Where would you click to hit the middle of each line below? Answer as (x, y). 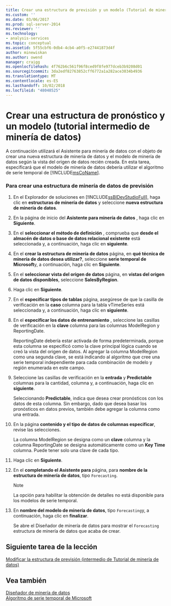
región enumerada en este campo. (49, 368)
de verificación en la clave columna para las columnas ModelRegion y (86, 325)
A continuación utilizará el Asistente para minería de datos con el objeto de (84, 151)
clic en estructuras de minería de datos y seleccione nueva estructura (88, 202)
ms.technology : (22, 34)
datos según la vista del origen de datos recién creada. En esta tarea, (78, 162)
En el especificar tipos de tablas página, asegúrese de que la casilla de (88, 299)
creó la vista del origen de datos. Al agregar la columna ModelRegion (85, 351)
